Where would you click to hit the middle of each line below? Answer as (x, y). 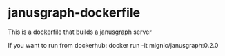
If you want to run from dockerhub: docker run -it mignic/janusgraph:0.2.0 (113, 45)
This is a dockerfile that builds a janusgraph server (80, 32)
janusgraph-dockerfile (74, 13)
